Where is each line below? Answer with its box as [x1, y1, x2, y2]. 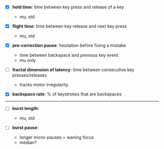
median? [19, 140, 37, 146]
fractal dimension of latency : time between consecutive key [12, 67, 135, 73]
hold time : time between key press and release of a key [12, 4, 124, 10]
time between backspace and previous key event [19, 52, 119, 58]
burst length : [12, 106, 39, 112]
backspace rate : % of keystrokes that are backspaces [12, 91, 122, 97]
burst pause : [12, 125, 39, 130]
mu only [19, 57, 36, 63]
